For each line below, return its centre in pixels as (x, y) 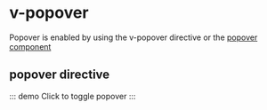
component (30, 46)
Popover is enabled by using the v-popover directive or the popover (133, 37)
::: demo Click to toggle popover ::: (73, 96)
